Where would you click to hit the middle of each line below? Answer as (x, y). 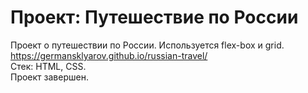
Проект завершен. (49, 77)
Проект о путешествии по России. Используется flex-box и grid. (147, 45)
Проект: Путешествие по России (154, 17)
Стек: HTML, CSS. (48, 66)
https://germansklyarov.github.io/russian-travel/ (109, 55)
